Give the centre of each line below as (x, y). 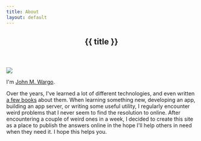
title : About (23, 12)
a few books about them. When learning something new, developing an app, (101, 100)
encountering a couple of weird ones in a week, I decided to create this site (100, 119)
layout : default (27, 17)
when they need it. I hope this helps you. (57, 131)
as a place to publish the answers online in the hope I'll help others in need (99, 125)
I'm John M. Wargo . (31, 82)
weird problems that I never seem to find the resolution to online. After (94, 112)
